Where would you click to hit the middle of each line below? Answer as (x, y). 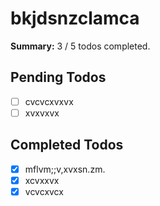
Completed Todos (67, 145)
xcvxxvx (42, 180)
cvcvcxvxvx (49, 101)
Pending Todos (58, 77)
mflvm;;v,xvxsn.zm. (65, 169)
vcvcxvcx (44, 191)
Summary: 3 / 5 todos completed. (80, 46)
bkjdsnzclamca (75, 18)
